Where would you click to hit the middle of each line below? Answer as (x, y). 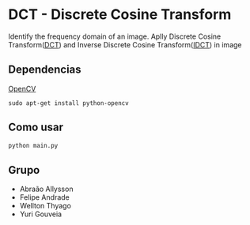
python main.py (33, 145)
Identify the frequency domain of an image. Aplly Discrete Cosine (115, 36)
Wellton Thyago (45, 206)
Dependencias (45, 70)
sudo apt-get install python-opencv (68, 103)
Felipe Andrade (44, 197)
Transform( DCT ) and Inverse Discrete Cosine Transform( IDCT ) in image (125, 44)
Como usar (36, 127)
